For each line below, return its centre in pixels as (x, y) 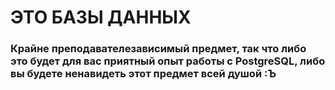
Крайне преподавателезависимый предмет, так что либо (158, 49)
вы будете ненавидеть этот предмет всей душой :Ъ (143, 74)
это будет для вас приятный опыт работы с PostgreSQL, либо (168, 61)
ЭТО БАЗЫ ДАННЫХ (101, 17)
